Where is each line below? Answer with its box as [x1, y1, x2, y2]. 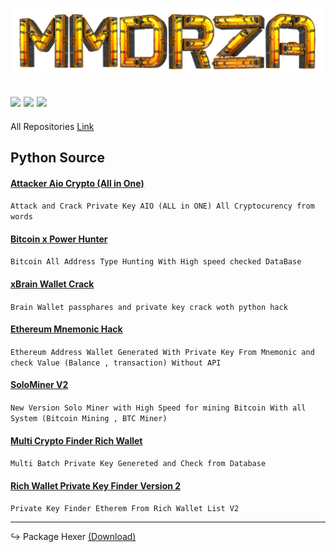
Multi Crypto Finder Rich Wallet [10, 434, 143, 447]
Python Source [10, 149, 105, 167]
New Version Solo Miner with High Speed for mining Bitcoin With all [10, 403, 307, 413]
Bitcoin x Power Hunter [10, 233, 108, 245]
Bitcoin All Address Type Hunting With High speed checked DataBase [10, 257, 302, 267]
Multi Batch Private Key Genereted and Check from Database [10, 459, 267, 469]
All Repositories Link [10, 120, 95, 132]
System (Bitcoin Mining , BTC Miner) [10, 414, 168, 424]
